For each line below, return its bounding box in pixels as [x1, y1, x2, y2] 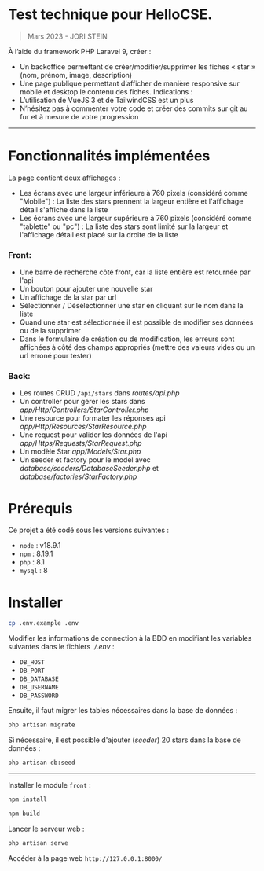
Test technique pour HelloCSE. [8, 6, 213, 24]
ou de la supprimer [19, 326, 81, 336]
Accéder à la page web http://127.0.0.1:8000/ [8, 853, 163, 862]
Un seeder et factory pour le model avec [19, 455, 151, 465]
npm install [8, 796, 47, 803]
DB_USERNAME [19, 684, 59, 692]
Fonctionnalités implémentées [8, 147, 211, 165]
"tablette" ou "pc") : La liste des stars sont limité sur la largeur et [19, 222, 229, 231]
